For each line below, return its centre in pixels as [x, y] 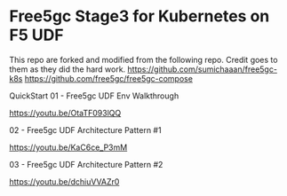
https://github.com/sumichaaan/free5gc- [203, 69]
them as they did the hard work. [68, 69]
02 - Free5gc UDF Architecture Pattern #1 [85, 129]
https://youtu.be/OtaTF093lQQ [65, 113]
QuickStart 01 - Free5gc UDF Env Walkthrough [94, 96]
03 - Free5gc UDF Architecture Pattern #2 [86, 164]
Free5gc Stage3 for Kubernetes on [140, 16]
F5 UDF [36, 35]
